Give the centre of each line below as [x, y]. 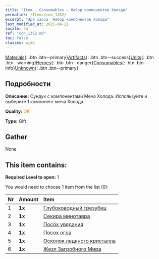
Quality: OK [18, 111]
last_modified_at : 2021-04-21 [37, 24]
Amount [29, 199]
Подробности [28, 84]
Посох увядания [63, 225]
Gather [16, 137]
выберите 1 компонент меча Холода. [45, 101]
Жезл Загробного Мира [72, 249]
